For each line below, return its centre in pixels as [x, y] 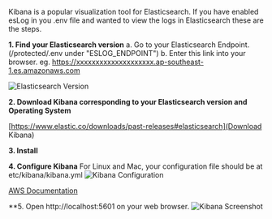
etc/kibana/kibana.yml [45, 175]
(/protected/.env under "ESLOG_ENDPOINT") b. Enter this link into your [127, 53]
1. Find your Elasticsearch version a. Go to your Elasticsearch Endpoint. [129, 45]
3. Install [23, 150]
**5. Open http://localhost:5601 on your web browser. [99, 206]
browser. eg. [29, 62]
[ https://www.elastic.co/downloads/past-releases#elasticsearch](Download [135, 126]
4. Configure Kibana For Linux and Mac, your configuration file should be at [136, 166]
